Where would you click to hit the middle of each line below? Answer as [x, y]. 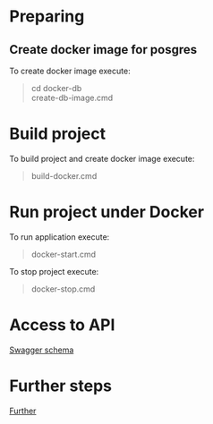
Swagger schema [42, 350]
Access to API [62, 325]
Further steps [61, 386]
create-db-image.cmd [72, 98]
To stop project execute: [54, 271]
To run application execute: [60, 237]
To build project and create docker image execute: [102, 158]
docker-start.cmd [64, 254]
